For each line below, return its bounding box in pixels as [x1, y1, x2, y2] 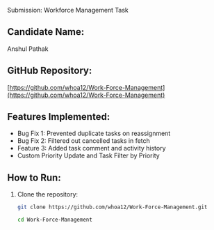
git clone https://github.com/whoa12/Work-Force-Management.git [17, 204, 208, 211]
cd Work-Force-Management [17, 216, 92, 224]
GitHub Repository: [7, 65, 92, 77]
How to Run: [7, 171, 61, 183]
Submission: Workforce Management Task [7, 6, 129, 14]
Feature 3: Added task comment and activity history [17, 144, 166, 153]
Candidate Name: [7, 26, 85, 38]
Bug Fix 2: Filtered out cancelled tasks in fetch [17, 137, 151, 145]
